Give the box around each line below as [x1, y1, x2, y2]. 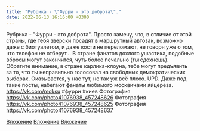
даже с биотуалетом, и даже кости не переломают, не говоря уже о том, [6, 43, 193, 51]
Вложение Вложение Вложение [6, 118, 87, 125]
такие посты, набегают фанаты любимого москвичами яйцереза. [6, 81, 173, 88]
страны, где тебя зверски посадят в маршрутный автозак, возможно [6, 37, 183, 44]
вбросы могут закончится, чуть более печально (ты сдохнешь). [6, 56, 169, 63]
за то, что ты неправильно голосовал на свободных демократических [6, 68, 186, 76]
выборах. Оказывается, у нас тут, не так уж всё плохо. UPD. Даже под [6, 75, 187, 82]
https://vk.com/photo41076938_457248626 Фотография [6, 93, 146, 101]
